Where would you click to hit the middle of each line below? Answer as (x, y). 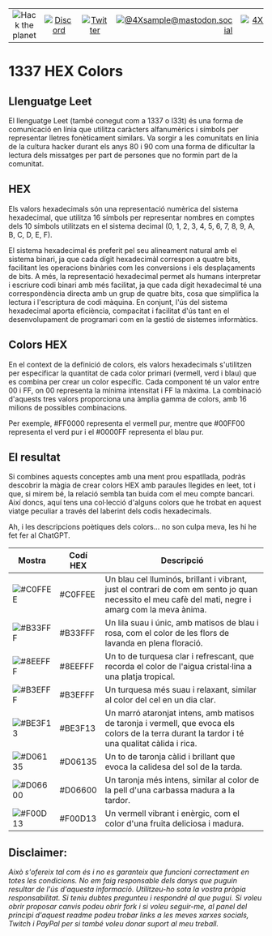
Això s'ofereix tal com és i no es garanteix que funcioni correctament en (129, 872)
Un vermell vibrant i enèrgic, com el (172, 814)
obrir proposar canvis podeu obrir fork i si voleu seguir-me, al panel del (128, 907)
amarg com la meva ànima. (156, 610)
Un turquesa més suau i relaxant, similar (181, 690)
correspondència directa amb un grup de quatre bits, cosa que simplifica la (134, 293)
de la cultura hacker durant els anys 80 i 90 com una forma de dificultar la (132, 146)
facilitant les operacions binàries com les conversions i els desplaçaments (132, 268)
